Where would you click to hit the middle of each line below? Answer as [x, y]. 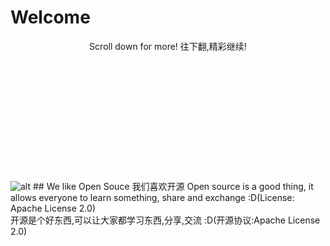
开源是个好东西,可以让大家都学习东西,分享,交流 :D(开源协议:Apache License [165, 220]
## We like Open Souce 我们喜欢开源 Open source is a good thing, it [173, 186]
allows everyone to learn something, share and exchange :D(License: [152, 197]
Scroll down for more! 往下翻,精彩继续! [168, 46]
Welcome [50, 17]
